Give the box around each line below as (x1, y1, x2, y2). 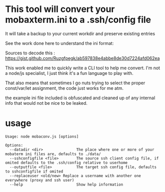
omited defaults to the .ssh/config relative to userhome (5, 160, 128, 165)
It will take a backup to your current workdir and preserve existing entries (5, 30, 156, 36)
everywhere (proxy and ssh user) (5, 178, 75, 183)
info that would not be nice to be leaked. (5, 100, 88, 106)
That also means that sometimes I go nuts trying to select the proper (5, 80, 146, 86)
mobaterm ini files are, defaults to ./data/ (5, 151, 101, 157)
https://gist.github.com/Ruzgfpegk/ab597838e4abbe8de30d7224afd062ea (5, 55, 160, 61)
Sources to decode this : (5, 50, 56, 56)
